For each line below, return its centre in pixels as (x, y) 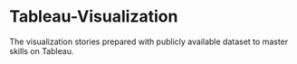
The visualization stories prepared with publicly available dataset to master (149, 41)
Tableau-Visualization (94, 17)
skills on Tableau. (42, 50)
